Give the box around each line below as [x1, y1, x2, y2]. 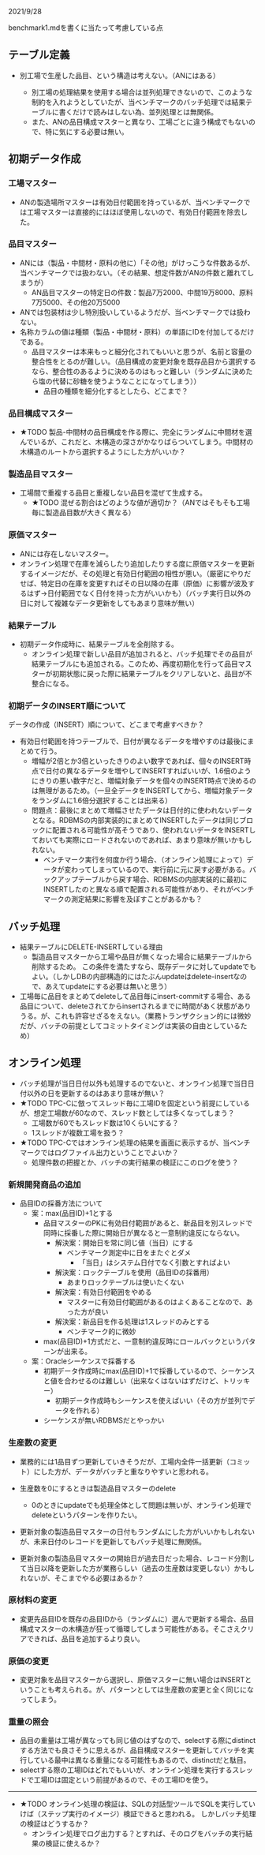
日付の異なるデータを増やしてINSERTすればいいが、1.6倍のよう [45, 766, 252, 776]
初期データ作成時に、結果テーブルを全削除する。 [19, 639, 179, 649]
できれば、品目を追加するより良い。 [26, 1633, 144, 1644]
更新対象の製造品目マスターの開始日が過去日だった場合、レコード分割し [19, 1554, 255, 1563]
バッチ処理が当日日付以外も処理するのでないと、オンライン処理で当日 [19, 1079, 248, 1088]
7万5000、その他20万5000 [31, 297, 121, 307]
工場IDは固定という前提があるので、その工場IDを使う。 [33, 1775, 213, 1785]
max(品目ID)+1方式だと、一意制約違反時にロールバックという [43, 1337, 242, 1346]
